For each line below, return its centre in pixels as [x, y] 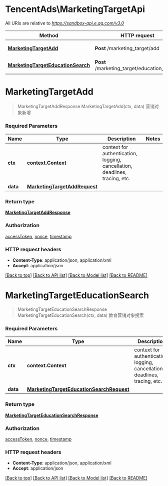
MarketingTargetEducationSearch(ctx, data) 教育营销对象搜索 [80, 315]
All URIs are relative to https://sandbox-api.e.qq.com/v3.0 [64, 23]
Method [49, 35]
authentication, [120, 154]
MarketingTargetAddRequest [62, 187]
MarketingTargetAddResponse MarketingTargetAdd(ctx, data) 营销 [86, 106]
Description [121, 139]
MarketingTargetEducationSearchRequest [78, 389]
